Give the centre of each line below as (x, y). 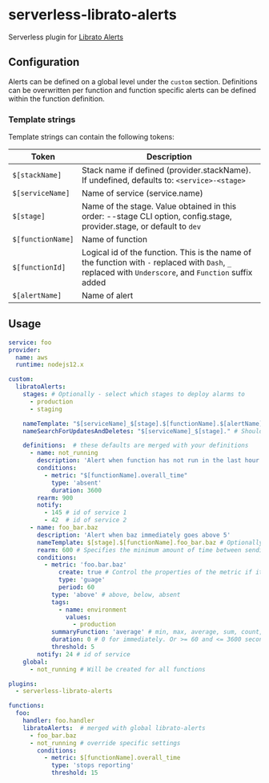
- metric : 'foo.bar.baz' (85, 565)
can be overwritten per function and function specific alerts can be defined (132, 90)
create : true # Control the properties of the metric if (155, 572)
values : (78, 617)
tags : (60, 602)
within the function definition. (57, 99)
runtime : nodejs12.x (50, 365)
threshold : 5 (72, 647)
